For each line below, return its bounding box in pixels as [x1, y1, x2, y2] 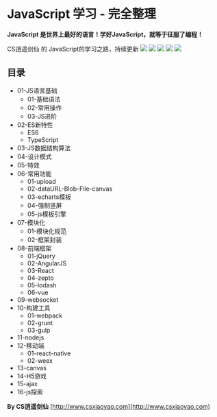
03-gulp [27, 326, 51, 334]
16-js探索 [16, 388, 43, 396]
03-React [27, 266, 55, 274]
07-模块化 [16, 218, 46, 226]
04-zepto [27, 274, 55, 282]
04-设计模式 [16, 152, 53, 160]
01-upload [27, 177, 56, 185]
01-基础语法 [27, 95, 61, 103]
